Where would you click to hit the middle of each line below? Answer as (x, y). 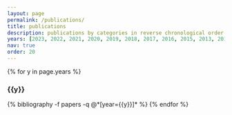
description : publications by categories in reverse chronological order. (117, 33)
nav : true (21, 45)
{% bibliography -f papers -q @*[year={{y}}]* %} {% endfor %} (98, 105)
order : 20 (21, 52)
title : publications (37, 26)
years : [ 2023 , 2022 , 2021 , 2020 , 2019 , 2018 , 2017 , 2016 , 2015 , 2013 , (111, 39)
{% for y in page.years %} (44, 71)
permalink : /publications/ (46, 20)
